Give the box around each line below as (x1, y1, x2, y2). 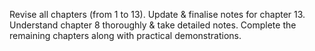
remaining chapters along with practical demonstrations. (9, 30, 242, 41)
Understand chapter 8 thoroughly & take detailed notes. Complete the (9, 19, 297, 31)
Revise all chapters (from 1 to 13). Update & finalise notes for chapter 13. (9, 9, 306, 20)
